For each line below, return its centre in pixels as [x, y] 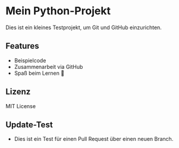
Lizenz [18, 92]
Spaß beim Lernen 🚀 [39, 73]
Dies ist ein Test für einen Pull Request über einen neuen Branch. [94, 139]
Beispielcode [30, 60]
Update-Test [29, 125]
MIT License [21, 106]
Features [22, 46]
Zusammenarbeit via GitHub [48, 67]
